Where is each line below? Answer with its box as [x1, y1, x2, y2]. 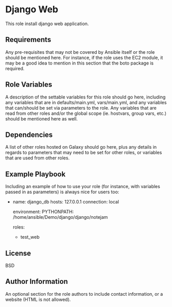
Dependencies [5, 130, 53, 139]
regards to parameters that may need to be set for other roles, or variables [5, 150, 162, 156]
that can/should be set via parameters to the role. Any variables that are [5, 105, 157, 111]
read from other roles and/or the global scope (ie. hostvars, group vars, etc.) [5, 110, 167, 116]
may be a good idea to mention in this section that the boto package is [5, 60, 154, 66]
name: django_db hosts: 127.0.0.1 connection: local [12, 199, 119, 205]
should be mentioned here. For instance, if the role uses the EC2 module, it [5, 54, 163, 60]
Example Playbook [5, 170, 66, 178]
